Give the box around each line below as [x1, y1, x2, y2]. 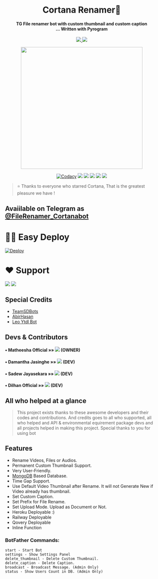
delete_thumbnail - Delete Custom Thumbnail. [5, 557, 99, 561]
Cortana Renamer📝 [42, 4, 121, 16]
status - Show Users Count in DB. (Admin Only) [5, 569, 104, 574]
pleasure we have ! [17, 190, 55, 196]
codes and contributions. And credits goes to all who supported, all [17, 415, 152, 421]
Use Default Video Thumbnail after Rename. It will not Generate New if [12, 483, 153, 489]
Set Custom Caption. [12, 493, 54, 499]
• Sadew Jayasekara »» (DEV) [5, 370, 73, 377]
